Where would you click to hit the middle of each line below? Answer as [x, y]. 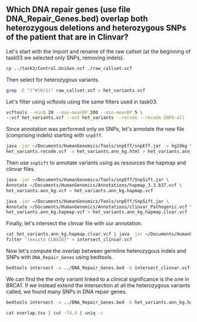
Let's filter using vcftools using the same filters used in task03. [82, 102]
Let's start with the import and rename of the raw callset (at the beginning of [98, 51]
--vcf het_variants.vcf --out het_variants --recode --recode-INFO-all [95, 118]
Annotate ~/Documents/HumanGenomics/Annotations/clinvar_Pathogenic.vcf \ [99, 207]
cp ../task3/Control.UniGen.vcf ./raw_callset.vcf [69, 68]
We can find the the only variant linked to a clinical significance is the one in [98, 279]
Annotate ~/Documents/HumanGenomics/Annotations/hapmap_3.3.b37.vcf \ [94, 185]
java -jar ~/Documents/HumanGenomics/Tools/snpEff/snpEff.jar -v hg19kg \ [99, 146]
